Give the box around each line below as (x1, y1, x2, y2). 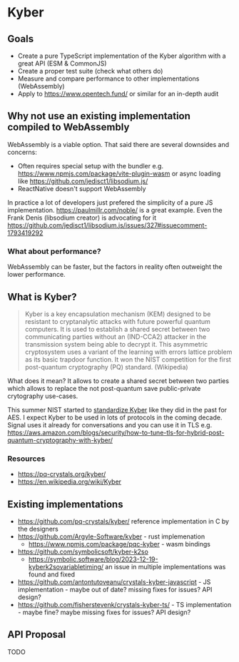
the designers (17, 525, 59, 534)
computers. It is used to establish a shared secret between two (24, 325, 210, 333)
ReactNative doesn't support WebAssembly (17, 184, 146, 193)
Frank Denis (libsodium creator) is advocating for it (7, 213, 157, 222)
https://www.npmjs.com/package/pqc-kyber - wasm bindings (28, 540, 210, 549)
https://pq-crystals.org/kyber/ (17, 470, 106, 479)
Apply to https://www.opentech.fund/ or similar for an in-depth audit (17, 90, 219, 98)
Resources (7, 454, 46, 464)
